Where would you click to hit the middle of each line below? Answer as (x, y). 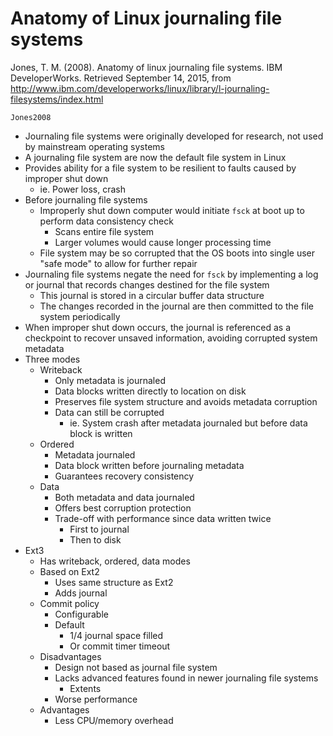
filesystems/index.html (57, 99)
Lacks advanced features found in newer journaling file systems (186, 678)
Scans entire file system (104, 231)
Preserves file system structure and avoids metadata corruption (186, 401)
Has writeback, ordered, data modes (115, 561)
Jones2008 (31, 117)
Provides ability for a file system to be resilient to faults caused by (160, 168)
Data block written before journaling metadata (149, 465)
